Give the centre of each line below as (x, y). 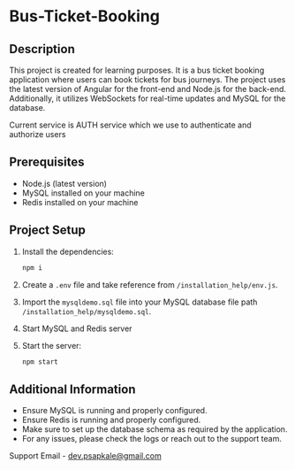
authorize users (38, 134)
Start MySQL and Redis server (77, 328)
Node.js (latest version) (64, 183)
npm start (40, 362)
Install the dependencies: (68, 251)
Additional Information (72, 389)
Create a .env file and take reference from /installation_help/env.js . (150, 284)
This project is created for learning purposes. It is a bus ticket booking (137, 70)
